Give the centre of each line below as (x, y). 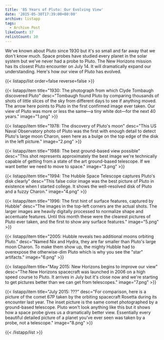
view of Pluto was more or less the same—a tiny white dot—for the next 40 (81, 111)
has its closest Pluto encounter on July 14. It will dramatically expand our (78, 66)
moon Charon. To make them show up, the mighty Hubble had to (70, 247)
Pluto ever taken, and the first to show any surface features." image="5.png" (82, 222)
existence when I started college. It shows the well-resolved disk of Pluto (79, 186)
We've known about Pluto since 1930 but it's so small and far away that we (80, 51)
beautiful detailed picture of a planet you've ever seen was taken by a (75, 318)
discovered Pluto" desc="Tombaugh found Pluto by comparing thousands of (82, 95)
